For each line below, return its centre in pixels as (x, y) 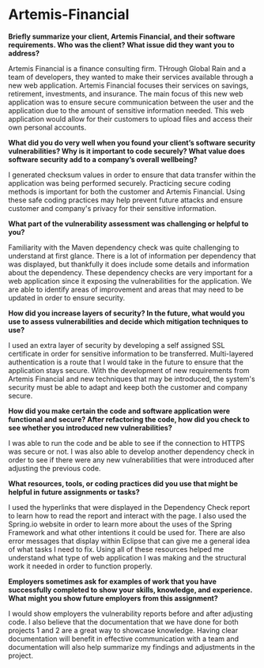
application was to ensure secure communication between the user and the (131, 102)
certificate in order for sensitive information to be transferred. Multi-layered (131, 353)
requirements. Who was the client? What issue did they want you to (121, 44)
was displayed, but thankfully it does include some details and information (129, 264)
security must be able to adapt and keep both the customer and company (128, 387)
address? (24, 53)
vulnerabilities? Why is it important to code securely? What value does (126, 151)
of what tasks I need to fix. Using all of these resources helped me (116, 549)
